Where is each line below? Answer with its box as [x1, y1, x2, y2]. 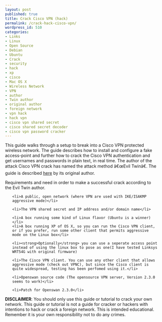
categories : [5, 30, 29, 34]
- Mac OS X [5, 79, 27, 84]
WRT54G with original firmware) [12, 250, 77, 254]
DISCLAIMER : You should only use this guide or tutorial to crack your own [5, 296, 152, 302]
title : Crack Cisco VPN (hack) [5, 16, 68, 21]
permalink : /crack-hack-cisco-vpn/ [5, 20, 77, 26]
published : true [5, 12, 38, 17]
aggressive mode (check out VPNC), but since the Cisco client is [12, 262, 149, 267]
